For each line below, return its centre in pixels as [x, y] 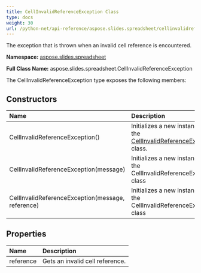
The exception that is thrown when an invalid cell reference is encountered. [99, 45]
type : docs [20, 17]
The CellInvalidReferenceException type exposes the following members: [96, 80]
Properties [26, 234]
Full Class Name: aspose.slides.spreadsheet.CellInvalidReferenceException [99, 69]
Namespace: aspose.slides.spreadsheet [56, 57]
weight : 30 [20, 23]
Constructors [32, 99]
